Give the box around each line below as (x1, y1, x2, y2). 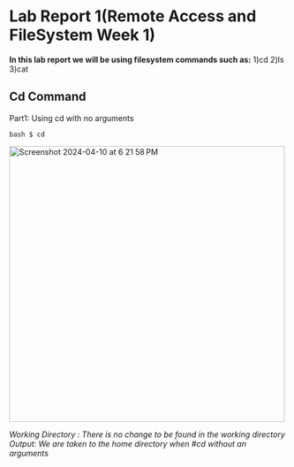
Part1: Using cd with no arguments (9, 112, 134, 123)
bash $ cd (9, 130, 46, 139)
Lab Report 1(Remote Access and (9, 6, 257, 27)
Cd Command (9, 89, 87, 104)
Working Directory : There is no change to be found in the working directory (9, 429, 285, 440)
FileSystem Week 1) (9, 25, 156, 45)
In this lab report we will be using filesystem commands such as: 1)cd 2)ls (9, 54, 284, 65)
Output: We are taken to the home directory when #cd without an (9, 438, 247, 448)
